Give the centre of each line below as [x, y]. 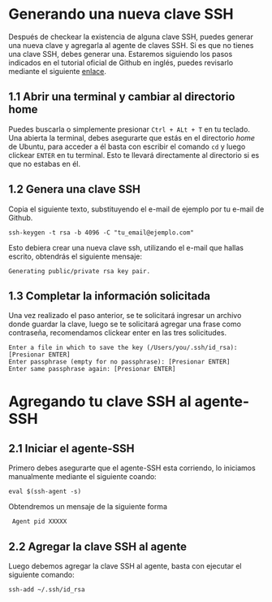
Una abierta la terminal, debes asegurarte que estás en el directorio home [132, 137]
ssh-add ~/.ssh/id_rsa [47, 590]
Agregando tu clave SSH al [100, 401]
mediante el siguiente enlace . [58, 71]
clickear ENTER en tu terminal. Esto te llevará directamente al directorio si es [134, 155]
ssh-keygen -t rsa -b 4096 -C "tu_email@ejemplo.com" [101, 233]
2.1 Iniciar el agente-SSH [72, 448]
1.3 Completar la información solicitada [110, 296]
